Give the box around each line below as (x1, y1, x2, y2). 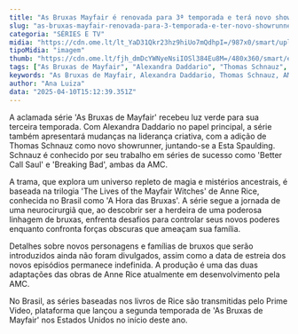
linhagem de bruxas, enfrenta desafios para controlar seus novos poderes (9, 214, 280, 225)
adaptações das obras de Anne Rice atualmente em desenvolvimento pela (9, 268, 281, 280)
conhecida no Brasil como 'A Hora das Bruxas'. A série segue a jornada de (9, 195, 281, 205)
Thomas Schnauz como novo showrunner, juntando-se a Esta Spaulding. (9, 139, 276, 151)
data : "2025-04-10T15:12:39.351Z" (9, 87, 137, 96)
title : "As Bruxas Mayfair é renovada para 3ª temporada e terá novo (9, 12, 272, 22)
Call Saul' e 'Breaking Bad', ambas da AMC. (9, 159, 169, 170)
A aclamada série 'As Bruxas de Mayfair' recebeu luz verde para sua (9, 112, 260, 123)
